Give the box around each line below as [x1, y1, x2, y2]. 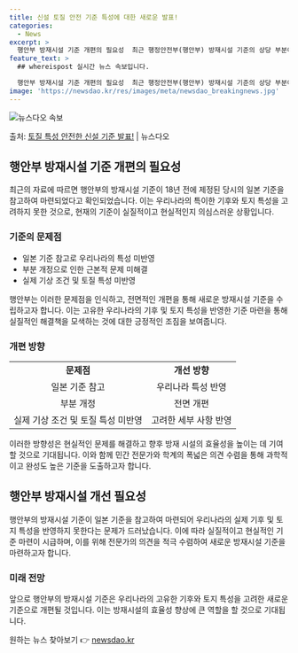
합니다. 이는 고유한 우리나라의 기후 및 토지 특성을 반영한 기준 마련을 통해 [39, 305, 288, 315]
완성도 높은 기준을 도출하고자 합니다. [25, 461, 152, 471]
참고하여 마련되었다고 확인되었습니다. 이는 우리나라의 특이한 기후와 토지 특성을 [9, 196, 279, 206]
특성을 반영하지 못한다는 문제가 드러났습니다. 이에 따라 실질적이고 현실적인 [18, 525, 275, 536]
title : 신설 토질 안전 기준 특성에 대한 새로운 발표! [9, 12, 179, 22]
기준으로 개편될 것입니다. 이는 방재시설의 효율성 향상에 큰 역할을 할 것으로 [9, 604, 263, 616]
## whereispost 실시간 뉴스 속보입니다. [17, 63, 150, 72]
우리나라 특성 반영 [156, 381, 227, 393]
